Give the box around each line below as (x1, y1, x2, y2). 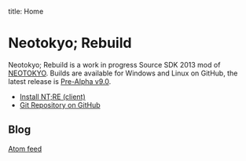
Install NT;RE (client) (19, 92, 86, 101)
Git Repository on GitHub (19, 100, 101, 109)
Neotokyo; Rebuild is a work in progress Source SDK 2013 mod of (8, 60, 221, 69)
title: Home (8, 7, 44, 16)
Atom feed (8, 144, 42, 153)
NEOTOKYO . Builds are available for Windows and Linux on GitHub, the (8, 68, 238, 78)
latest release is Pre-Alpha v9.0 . (8, 76, 112, 86)
